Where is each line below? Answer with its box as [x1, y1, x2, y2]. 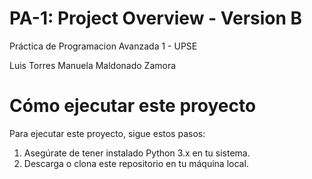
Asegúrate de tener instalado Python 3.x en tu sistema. [23, 147, 251, 159]
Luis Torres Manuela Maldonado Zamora [9, 59, 177, 71]
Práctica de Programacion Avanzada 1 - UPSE [9, 40, 198, 52]
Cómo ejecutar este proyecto [9, 95, 257, 117]
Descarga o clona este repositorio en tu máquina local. [23, 157, 249, 169]
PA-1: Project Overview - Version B [9, 7, 303, 30]
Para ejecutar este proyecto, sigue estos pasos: [9, 127, 206, 139]
